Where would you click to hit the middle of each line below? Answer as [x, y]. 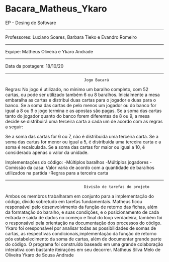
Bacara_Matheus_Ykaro [56, 9]
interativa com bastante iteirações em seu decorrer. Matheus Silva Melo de [83, 249]
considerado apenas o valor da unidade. [47, 152]
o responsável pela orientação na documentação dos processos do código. [83, 223]
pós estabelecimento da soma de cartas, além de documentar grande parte [83, 239]
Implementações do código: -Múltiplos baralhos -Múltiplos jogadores [77, 162]
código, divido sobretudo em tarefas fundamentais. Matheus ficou [74, 201]
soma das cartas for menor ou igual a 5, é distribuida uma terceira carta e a [83, 142]
